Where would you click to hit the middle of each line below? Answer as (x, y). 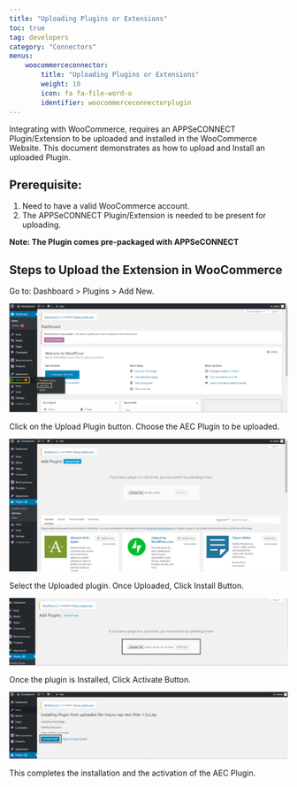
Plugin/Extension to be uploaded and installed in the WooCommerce (133, 138)
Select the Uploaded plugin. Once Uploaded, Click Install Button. (127, 585)
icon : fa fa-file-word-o (87, 93)
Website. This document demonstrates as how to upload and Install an (137, 148)
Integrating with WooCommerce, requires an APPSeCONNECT (122, 129)
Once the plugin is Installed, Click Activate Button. (100, 679)
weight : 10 (61, 84)
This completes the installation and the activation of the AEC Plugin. (133, 773)
